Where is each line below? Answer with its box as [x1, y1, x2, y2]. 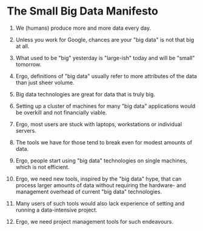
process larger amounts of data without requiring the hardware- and [15, 181, 187, 189]
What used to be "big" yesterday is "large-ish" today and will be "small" [15, 54, 195, 61]
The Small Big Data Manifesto [7, 4, 158, 18]
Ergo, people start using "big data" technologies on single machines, [15, 156, 187, 164]
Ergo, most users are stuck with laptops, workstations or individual [15, 120, 182, 128]
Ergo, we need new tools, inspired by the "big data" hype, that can [15, 175, 182, 182]
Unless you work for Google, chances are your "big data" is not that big [15, 36, 195, 43]
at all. [15, 42, 30, 50]
